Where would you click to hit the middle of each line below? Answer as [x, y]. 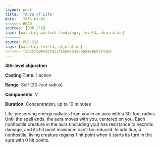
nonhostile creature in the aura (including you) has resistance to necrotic [79, 124]
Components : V [22, 94]
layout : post [19, 10]
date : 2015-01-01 [25, 19]
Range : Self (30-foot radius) [34, 84]
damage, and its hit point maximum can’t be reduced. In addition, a [73, 129]
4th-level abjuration [26, 66]
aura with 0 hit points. [27, 140]
